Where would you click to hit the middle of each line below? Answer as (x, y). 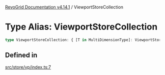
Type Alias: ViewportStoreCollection (81, 27)
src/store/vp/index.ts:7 (28, 67)
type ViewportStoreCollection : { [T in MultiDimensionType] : (69, 40)
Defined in (21, 55)
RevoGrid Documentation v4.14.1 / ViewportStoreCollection (64, 7)
